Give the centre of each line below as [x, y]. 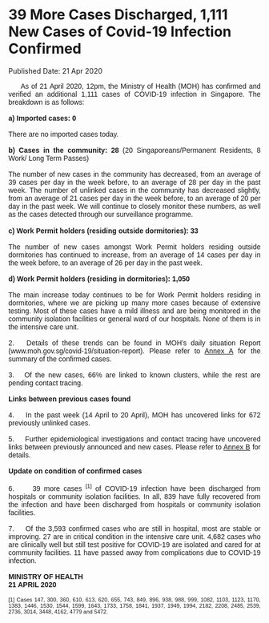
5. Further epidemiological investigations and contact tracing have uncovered [134, 439]
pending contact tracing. [46, 383]
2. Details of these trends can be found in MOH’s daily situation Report [134, 343]
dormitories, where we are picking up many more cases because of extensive [134, 303]
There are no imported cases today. [63, 134]
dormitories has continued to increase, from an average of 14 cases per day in [134, 255]
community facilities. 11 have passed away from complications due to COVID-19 [134, 553]
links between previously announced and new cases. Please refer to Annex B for [134, 447]
